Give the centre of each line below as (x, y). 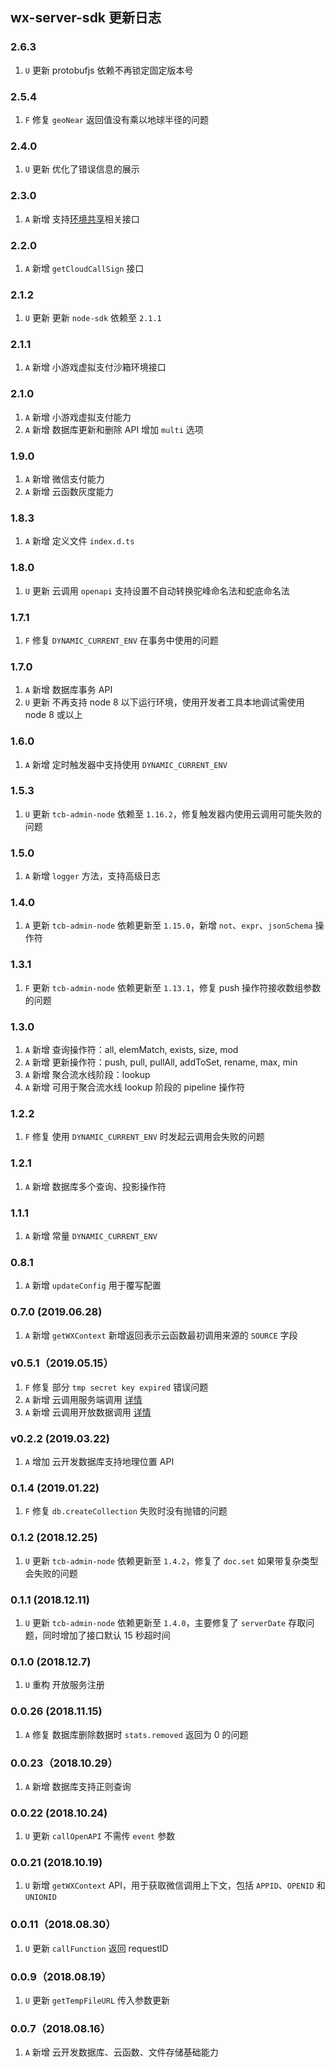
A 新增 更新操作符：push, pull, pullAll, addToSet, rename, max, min (161, 1062)
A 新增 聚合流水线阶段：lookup (87, 1075)
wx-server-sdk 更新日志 (86, 18)
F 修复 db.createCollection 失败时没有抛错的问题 (126, 1511)
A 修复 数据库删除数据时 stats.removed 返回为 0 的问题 (136, 1734)
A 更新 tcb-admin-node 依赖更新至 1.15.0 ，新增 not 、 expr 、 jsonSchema (168, 925)
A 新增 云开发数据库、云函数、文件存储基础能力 (121, 2052)
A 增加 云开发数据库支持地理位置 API (99, 1462)
